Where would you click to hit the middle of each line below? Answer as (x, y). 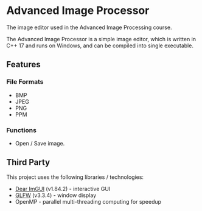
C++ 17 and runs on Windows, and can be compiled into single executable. (100, 45)
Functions (21, 130)
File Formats (25, 82)
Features (23, 65)
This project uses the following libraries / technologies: (75, 177)
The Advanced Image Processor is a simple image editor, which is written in (101, 39)
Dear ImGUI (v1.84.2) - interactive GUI (63, 189)
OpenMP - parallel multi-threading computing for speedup (88, 201)
